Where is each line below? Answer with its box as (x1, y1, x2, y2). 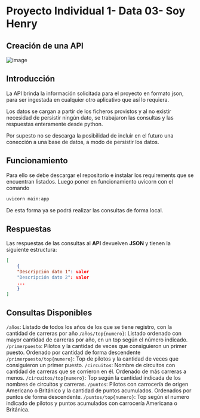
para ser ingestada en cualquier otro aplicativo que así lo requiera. (6, 96, 170, 103)
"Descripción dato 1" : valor (17, 269, 90, 275)
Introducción (6, 74, 56, 84)
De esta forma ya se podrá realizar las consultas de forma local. (6, 206, 164, 213)
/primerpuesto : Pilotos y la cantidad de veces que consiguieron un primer (6, 343, 187, 350)
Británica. (6, 406, 30, 413)
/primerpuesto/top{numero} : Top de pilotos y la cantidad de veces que (6, 355, 179, 362)
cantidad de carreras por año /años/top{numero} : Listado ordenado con (6, 330, 182, 337)
